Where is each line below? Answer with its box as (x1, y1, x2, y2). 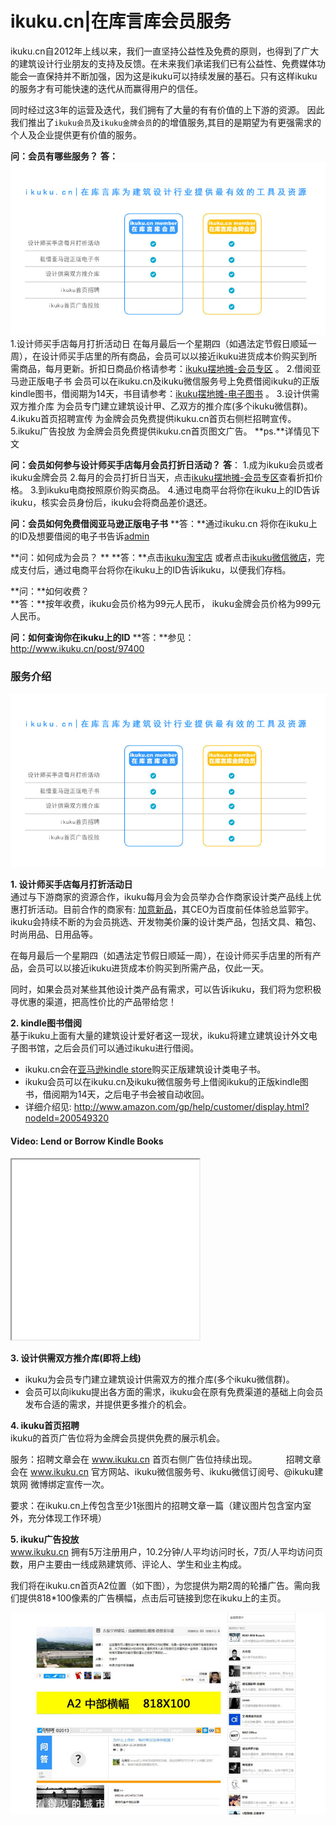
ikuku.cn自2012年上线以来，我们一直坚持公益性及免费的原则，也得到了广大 (10, 45, 320, 57)
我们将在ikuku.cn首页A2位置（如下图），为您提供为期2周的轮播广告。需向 (10, 1579, 312, 1591)
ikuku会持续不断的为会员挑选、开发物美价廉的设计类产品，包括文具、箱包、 (10, 916, 322, 928)
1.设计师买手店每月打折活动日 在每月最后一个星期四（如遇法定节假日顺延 (10, 338, 308, 350)
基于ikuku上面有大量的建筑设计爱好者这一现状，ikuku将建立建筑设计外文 (10, 1030, 309, 1042)
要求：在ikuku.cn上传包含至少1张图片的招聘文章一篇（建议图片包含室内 (10, 1499, 303, 1511)
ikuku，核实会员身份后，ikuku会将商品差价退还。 (10, 497, 213, 509)
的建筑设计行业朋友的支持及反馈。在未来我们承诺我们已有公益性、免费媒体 (10, 57, 317, 69)
